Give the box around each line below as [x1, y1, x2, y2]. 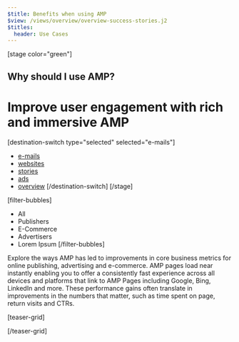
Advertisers [17, 232, 52, 241]
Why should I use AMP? [7, 71, 116, 83]
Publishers [17, 217, 49, 225]
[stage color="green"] [7, 50, 73, 58]
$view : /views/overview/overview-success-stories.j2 [7, 17, 168, 24]
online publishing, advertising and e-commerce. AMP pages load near [7, 261, 213, 269]
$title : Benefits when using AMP [7, 10, 107, 18]
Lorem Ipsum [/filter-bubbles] [17, 239, 105, 248]
